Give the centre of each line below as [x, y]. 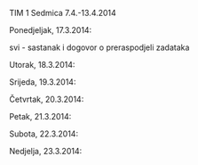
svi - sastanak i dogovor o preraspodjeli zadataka [99, 47]
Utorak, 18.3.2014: [42, 65]
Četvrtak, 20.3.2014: [47, 99]
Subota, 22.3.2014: [44, 134]
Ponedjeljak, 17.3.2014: [51, 30]
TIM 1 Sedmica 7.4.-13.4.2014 [63, 13]
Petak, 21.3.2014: [40, 116]
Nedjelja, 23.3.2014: [46, 151]
